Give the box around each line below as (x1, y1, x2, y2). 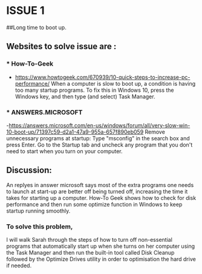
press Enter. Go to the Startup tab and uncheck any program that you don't (6, 141, 193, 148)
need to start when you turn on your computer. (6, 147, 123, 155)
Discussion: (6, 165, 53, 176)
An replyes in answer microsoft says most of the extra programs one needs (6, 181, 194, 188)
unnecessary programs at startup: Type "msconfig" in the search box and (6, 134, 191, 142)
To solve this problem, (6, 222, 73, 231)
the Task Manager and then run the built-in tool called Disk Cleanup (6, 249, 175, 256)
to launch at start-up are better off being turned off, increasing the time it (6, 188, 188, 195)
